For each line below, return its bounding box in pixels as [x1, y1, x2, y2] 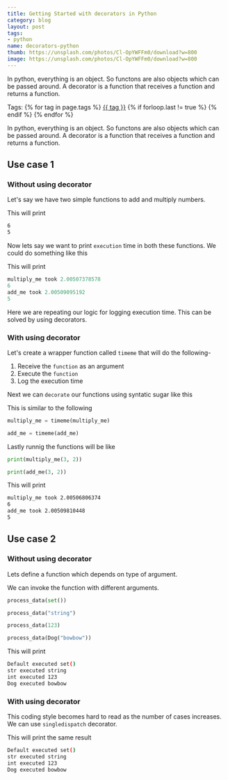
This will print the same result [7, 733, 92, 742]
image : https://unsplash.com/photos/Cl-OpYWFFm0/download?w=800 [7, 56, 197, 63]
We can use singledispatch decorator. [7, 719, 117, 728]
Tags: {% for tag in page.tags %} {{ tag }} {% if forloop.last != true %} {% [7, 102, 218, 111]
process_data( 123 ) [7, 622, 60, 629]
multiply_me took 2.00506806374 [7, 494, 101, 501]
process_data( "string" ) [7, 609, 76, 616]
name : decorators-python [7, 42, 79, 49]
